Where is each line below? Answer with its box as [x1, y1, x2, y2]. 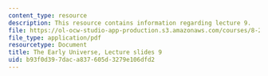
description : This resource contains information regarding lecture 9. [8, 19, 251, 27]
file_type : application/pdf [8, 33, 102, 42]
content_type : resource [8, 11, 88, 20]
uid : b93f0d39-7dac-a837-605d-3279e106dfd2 [8, 56, 156, 64]
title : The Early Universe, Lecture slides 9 [8, 48, 162, 56]
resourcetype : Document [8, 41, 88, 49]
